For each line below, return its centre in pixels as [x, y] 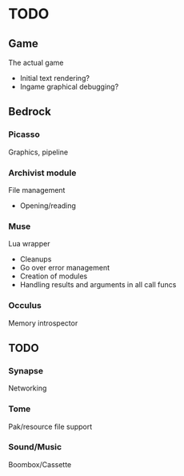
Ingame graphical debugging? [69, 86]
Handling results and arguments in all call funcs [98, 285]
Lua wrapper [29, 244]
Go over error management [65, 268]
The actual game [36, 62]
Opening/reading [48, 206]
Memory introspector [43, 323]
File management [37, 190]
